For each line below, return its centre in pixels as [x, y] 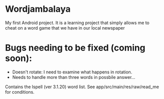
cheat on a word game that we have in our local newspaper [65, 28]
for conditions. [20, 92]
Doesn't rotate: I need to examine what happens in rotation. [72, 72]
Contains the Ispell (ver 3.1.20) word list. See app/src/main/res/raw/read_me [82, 87]
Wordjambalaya [38, 9]
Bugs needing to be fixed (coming [75, 48]
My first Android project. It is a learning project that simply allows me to [77, 23]
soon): [19, 58]
